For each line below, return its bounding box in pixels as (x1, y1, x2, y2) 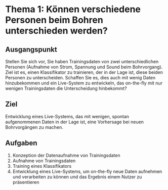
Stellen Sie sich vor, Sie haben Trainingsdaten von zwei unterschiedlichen (5, 59, 159, 64)
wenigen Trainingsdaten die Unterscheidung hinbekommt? (5, 85, 128, 91)
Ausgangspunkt (5, 45, 57, 54)
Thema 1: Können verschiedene (5, 4, 141, 15)
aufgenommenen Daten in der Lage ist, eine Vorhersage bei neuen (5, 119, 144, 125)
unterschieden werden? (5, 25, 108, 36)
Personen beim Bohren (5, 14, 104, 26)
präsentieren (12, 179, 39, 185)
